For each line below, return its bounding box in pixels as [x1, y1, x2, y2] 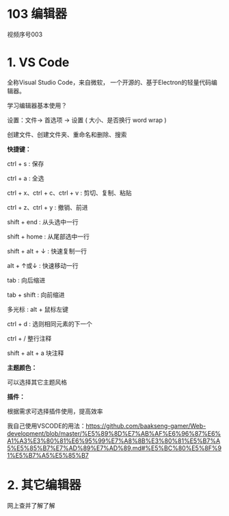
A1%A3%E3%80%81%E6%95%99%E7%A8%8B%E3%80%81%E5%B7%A [7, 437, 221, 445]
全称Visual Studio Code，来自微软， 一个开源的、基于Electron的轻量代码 [7, 78, 212, 86]
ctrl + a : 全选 [7, 174, 44, 182]
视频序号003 [7, 30, 43, 38]
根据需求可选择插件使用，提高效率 [7, 407, 103, 415]
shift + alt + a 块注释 [7, 349, 64, 357]
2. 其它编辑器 [7, 478, 81, 493]
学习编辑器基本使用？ [7, 101, 67, 110]
